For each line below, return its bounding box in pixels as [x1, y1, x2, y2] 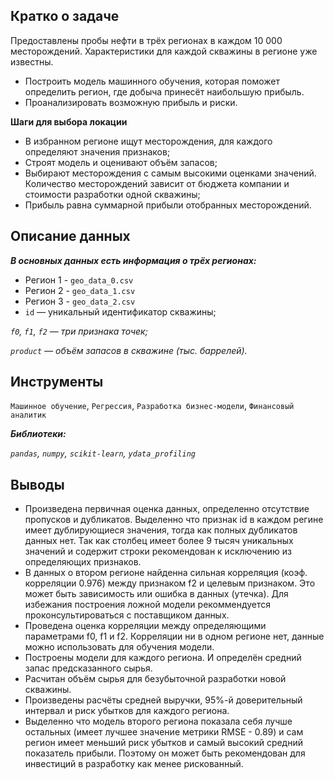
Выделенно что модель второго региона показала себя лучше [24, 715, 293, 728]
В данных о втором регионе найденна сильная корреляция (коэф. [24, 567, 308, 579]
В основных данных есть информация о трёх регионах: [10, 254, 257, 266]
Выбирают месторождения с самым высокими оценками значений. [24, 167, 317, 179]
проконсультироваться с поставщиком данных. [24, 609, 230, 621]
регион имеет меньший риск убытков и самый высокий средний [24, 737, 303, 749]
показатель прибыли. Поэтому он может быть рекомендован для [24, 747, 306, 759]
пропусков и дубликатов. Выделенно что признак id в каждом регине [24, 514, 324, 526]
